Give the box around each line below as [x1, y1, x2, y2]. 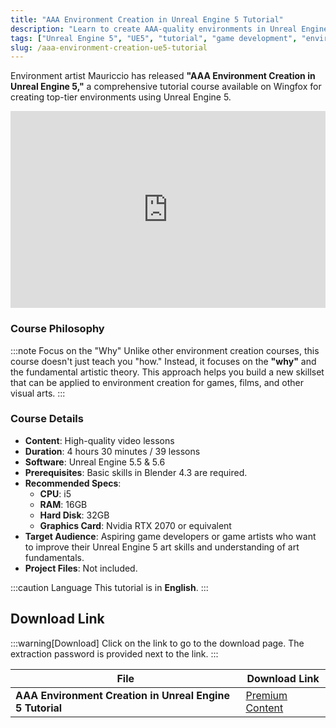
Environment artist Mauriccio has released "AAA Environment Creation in [10, 70, 316, 82]
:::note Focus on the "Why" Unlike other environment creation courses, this [10, 344, 320, 356]
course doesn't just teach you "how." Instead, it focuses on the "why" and [10, 355, 317, 367]
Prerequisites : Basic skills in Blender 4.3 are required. [24, 466, 248, 478]
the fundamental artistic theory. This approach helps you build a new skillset [10, 366, 325, 378]
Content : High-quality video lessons [24, 434, 175, 446]
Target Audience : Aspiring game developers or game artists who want [24, 530, 317, 542]
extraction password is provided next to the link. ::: [10, 647, 219, 660]
